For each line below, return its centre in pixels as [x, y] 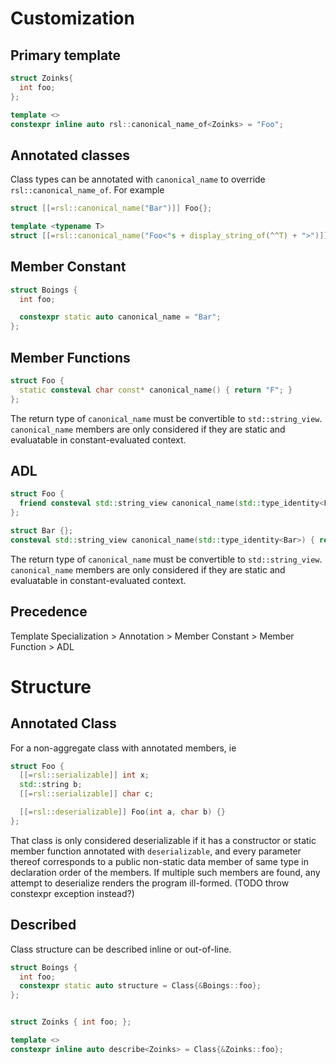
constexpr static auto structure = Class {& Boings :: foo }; [140, 986]
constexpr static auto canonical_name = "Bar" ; [120, 317]
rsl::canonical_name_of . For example [87, 190]
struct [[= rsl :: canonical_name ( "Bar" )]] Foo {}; [111, 208]
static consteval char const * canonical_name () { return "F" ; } [156, 390]
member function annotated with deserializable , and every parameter [156, 851]
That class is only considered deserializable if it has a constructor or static [163, 840]
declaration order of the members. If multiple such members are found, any [165, 872]
